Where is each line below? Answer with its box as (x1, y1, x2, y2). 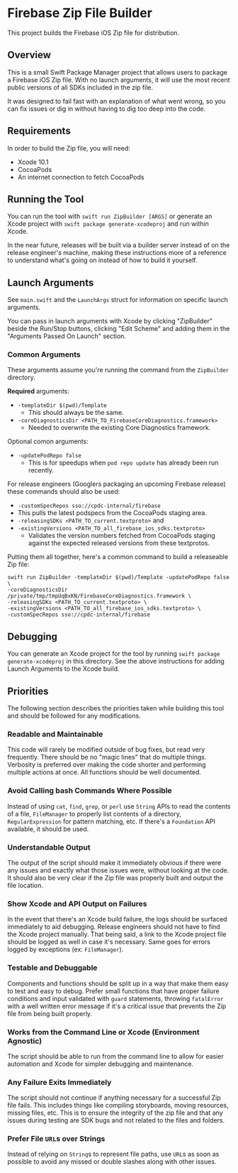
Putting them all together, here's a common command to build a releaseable (7, 553, 229, 561)
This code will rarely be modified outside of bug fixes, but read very (7, 745, 205, 754)
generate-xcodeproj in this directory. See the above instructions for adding (7, 657, 225, 666)
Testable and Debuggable (7, 963, 98, 973)
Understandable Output (7, 842, 91, 852)
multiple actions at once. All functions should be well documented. (7, 768, 202, 777)
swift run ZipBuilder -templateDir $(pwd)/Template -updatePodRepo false (7, 574, 230, 581)
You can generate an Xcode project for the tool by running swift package (7, 649, 220, 658)
